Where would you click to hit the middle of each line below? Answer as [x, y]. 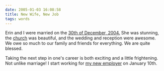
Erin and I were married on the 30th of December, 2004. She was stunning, [82, 33]
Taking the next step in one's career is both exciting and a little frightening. [82, 58]
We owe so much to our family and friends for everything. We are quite [78, 43]
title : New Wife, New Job [32, 14]
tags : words [17, 19]
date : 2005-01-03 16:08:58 [33, 10]
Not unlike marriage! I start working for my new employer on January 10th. [81, 63]
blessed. [14, 49]
